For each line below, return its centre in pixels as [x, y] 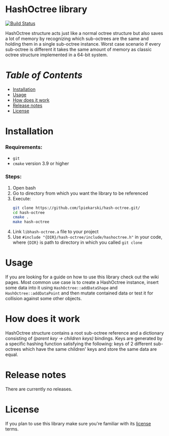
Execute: [22, 198]
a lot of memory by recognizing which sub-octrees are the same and [77, 39]
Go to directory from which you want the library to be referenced [80, 193]
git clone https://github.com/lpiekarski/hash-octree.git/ [76, 208]
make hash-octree [31, 222]
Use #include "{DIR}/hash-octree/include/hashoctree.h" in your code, [87, 237]
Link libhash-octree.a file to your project [56, 232]
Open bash [24, 188]
